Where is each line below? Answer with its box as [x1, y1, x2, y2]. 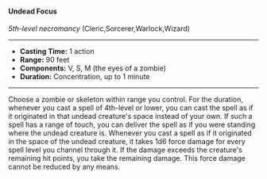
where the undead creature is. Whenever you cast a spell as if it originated [8, 128, 252, 138]
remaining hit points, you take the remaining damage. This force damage [8, 154, 246, 163]
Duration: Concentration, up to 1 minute [19, 72, 150, 82]
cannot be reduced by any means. [8, 162, 121, 172]
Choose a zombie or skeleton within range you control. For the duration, [8, 95, 244, 105]
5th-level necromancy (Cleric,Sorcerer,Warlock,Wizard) [8, 24, 191, 33]
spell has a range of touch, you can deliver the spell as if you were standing [8, 120, 256, 130]
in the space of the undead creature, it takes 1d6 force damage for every [8, 137, 246, 147]
